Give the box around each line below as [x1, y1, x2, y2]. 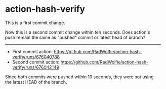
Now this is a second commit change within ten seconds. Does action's [5, 29, 151, 35]
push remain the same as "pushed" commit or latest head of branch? [5, 34, 146, 40]
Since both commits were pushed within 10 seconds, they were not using [5, 74, 154, 80]
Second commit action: [12, 59, 60, 65]
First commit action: [12, 48, 53, 55]
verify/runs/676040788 [12, 54, 60, 59]
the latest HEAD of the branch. [5, 79, 67, 85]
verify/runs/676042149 [12, 64, 59, 70]
